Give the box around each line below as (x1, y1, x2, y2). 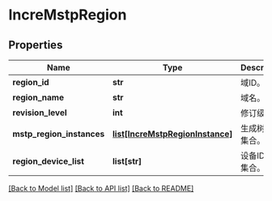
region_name (12, 92, 65, 103)
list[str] (112, 156, 142, 167)
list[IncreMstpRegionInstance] (112, 128, 233, 139)
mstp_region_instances (12, 128, 105, 139)
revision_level (12, 107, 67, 118)
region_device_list (12, 156, 85, 167)
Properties (8, 38, 63, 52)
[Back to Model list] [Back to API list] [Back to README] (8, 184, 194, 193)
